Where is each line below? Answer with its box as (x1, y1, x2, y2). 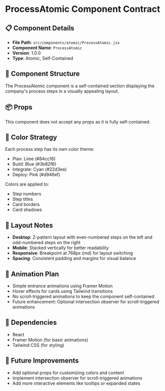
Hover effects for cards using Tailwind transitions (12, 288, 113, 294)
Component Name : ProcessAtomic (12, 45, 83, 51)
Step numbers (12, 191, 42, 197)
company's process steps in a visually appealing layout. (5, 88, 119, 94)
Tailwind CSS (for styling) (12, 342, 64, 348)
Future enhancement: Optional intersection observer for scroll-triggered (12, 299, 160, 305)
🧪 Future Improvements (5, 356, 79, 365)
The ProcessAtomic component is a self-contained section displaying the (5, 83, 155, 89)
